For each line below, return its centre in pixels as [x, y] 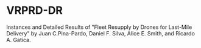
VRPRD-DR [34, 10]
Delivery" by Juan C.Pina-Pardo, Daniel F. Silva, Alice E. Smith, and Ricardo [100, 33]
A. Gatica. [19, 40]
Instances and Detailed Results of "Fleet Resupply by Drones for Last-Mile [99, 27]
